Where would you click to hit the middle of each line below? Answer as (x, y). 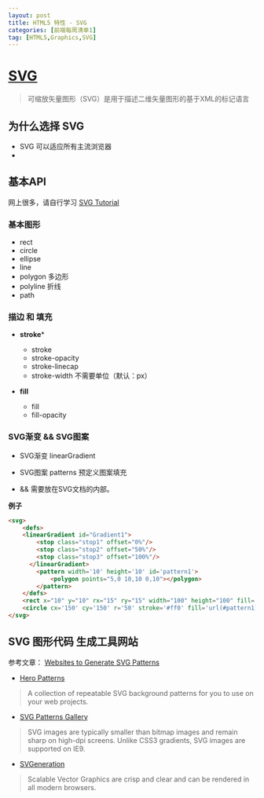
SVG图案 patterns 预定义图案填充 (73, 472)
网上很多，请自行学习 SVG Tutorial (64, 202)
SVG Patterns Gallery (54, 716)
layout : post (29, 15)
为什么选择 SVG (46, 126)
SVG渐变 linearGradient (57, 456)
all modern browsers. (62, 787)
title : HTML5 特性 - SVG (48, 23)
